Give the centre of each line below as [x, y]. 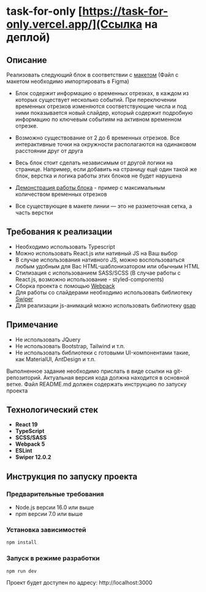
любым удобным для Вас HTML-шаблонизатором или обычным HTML [107, 266]
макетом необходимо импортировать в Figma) [68, 81]
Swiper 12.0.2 [33, 457]
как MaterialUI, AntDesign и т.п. [55, 359]
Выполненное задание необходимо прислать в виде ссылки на [90, 371]
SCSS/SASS [31, 438]
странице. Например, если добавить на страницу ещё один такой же [106, 169]
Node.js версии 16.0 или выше [55, 507]
